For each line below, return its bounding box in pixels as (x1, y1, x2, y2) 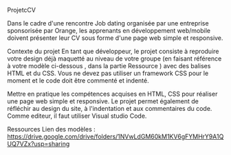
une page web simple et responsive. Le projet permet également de (7, 97, 199, 105)
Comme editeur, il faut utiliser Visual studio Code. (7, 112, 147, 120)
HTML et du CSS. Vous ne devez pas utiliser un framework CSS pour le (7, 69, 209, 77)
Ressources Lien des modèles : (7, 125, 96, 133)
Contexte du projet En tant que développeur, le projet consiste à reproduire (7, 48, 219, 55)
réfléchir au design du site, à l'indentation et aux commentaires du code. (7, 105, 212, 112)
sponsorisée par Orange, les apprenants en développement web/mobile (7, 27, 211, 34)
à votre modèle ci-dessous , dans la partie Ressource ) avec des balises (7, 62, 211, 70)
